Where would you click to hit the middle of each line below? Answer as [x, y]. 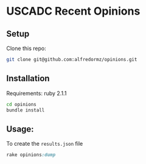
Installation [28, 78]
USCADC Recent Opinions [73, 11]
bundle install [26, 110]
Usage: [20, 129]
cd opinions [21, 104]
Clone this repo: [26, 48]
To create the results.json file [45, 144]
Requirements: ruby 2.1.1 [36, 93]
